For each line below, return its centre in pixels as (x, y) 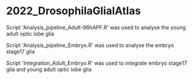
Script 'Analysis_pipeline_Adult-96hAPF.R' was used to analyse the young (96, 27)
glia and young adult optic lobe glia (49, 69)
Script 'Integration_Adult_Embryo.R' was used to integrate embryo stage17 (97, 63)
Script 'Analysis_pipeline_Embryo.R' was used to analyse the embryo (90, 45)
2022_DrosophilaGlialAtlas (73, 11)
